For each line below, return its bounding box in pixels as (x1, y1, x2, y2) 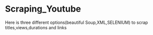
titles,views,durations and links (5, 24, 67, 30)
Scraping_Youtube (5, 3, 81, 15)
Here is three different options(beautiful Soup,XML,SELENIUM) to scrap (5, 19, 148, 25)
